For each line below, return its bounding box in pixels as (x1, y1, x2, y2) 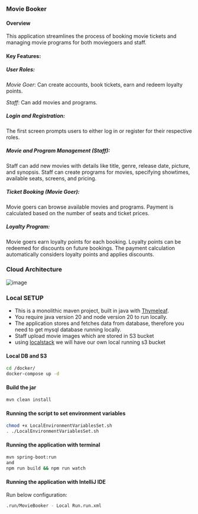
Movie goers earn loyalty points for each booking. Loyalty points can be (6, 238, 181, 245)
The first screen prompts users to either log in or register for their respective (6, 127, 192, 135)
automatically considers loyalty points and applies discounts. (6, 251, 155, 258)
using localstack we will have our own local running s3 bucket (14, 339, 165, 346)
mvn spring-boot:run (6, 454, 57, 461)
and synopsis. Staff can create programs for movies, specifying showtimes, (6, 168, 190, 175)
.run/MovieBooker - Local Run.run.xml (6, 503, 102, 509)
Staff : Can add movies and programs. (6, 98, 98, 106)
